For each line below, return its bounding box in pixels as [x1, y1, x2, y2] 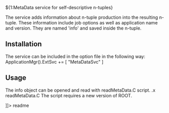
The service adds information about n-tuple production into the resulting [5, 14, 158, 20]
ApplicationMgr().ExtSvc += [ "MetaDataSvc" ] [5, 59, 104, 65]
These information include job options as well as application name [18, 20, 158, 25]
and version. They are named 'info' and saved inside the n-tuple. [5, 25, 142, 31]
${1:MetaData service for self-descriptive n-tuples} [5, 5, 113, 10]
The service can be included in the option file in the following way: [5, 53, 145, 60]
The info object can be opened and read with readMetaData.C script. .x [5, 87, 156, 93]
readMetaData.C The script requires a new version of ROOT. [5, 92, 132, 98]
